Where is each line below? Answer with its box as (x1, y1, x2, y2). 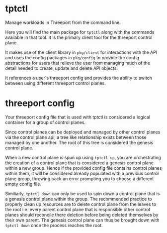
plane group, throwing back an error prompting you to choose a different (5, 175, 154, 182)
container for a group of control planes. (5, 119, 86, 125)
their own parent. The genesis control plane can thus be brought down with (5, 217, 160, 223)
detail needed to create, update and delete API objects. (5, 65, 118, 71)
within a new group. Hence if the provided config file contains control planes (5, 165, 162, 171)
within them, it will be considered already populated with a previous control (5, 170, 159, 176)
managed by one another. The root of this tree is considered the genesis (5, 139, 153, 145)
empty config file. (5, 181, 41, 187)
